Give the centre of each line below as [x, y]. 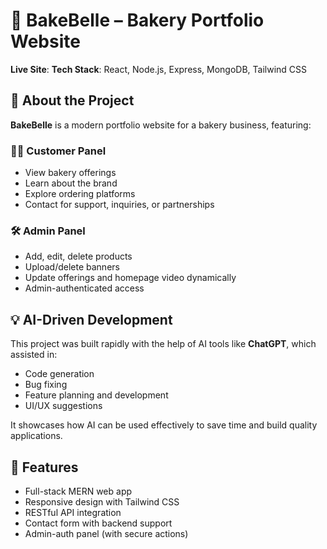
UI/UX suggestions [63, 406]
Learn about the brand [71, 183]
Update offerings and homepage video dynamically [130, 278]
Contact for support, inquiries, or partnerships [119, 205]
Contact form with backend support [98, 523]
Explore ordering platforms [80, 194]
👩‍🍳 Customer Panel [58, 151]
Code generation [59, 374]
